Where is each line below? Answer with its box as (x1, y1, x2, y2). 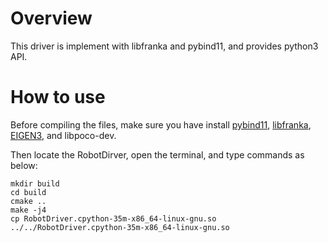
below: (10, 159, 38, 171)
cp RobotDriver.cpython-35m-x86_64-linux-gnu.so (10, 213, 217, 224)
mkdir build (10, 178, 60, 189)
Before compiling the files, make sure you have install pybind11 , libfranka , (10, 118, 312, 131)
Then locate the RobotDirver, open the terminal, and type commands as (10, 148, 305, 161)
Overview (10, 7, 93, 30)
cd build (10, 187, 47, 197)
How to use (10, 86, 106, 109)
